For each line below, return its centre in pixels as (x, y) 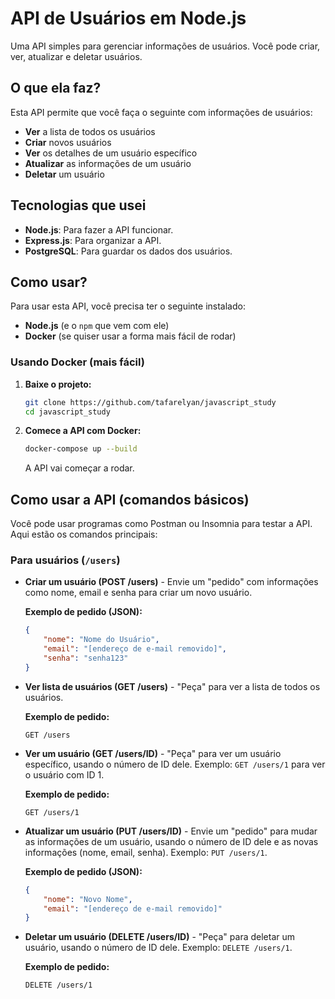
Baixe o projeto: (58, 384)
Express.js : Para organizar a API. (93, 240)
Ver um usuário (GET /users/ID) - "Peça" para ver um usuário (153, 753)
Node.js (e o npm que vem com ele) (97, 326)
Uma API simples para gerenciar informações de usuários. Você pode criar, (165, 46)
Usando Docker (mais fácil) (77, 362)
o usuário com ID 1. (64, 774)
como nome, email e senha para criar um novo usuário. (138, 593)
